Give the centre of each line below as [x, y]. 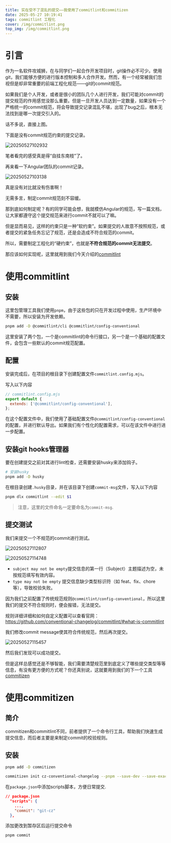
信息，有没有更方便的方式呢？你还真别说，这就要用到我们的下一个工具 [79, 670]
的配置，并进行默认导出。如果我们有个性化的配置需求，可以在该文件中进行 [83, 425]
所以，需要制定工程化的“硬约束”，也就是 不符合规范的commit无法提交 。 [80, 243]
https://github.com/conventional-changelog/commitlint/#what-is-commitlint [85, 621]
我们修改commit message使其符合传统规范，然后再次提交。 [68, 632]
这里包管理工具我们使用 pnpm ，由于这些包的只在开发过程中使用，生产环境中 [83, 310]
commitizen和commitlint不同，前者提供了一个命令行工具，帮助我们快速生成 [84, 731]
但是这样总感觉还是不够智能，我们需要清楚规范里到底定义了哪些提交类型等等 [85, 663]
